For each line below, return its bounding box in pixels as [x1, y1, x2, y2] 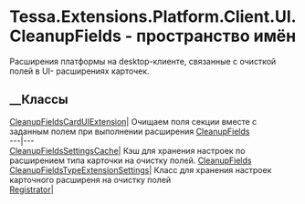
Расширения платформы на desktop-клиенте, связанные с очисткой [9, 56, 277, 66]
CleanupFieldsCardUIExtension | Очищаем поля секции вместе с [9, 116, 258, 127]
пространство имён [136, 25, 297, 46]
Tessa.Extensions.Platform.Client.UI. [9, 6, 297, 27]
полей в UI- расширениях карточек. [9, 66, 150, 76]
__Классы [9, 92, 68, 107]
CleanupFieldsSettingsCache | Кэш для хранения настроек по [9, 145, 246, 156]
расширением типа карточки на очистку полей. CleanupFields [9, 155, 252, 166]
